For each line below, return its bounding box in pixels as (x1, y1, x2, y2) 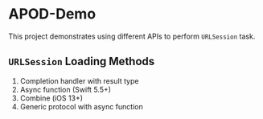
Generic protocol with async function (19, 101, 143, 111)
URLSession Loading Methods (8, 55, 155, 68)
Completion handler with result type (19, 76, 139, 85)
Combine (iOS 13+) (19, 93, 83, 103)
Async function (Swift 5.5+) (19, 84, 111, 94)
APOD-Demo (8, 5, 97, 23)
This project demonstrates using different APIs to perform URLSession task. (8, 31, 256, 41)
